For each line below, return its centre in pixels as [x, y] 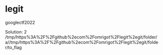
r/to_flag [13, 47]
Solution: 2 [16, 32]
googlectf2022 [20, 22]
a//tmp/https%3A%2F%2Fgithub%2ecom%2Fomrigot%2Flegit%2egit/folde [82, 42]
